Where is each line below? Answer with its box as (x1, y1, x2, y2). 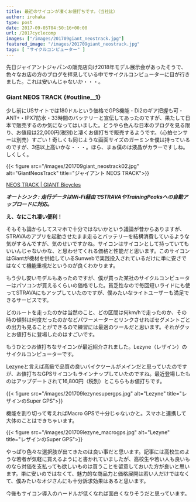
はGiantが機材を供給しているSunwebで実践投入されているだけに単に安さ (6, 255, 182, 262)
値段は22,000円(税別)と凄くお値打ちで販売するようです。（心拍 (21, 129, 173, 136)
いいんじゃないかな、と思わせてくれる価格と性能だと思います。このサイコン (6, 247, 190, 255)
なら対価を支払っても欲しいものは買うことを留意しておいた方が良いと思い (11, 463, 190, 470)
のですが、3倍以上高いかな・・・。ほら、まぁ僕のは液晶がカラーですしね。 (6, 144, 188, 151)
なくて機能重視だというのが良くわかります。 (11, 262, 119, 269)
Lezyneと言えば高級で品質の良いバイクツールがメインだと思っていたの (6, 363, 177, 370)
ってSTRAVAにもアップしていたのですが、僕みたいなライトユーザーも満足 (6, 289, 184, 296)
